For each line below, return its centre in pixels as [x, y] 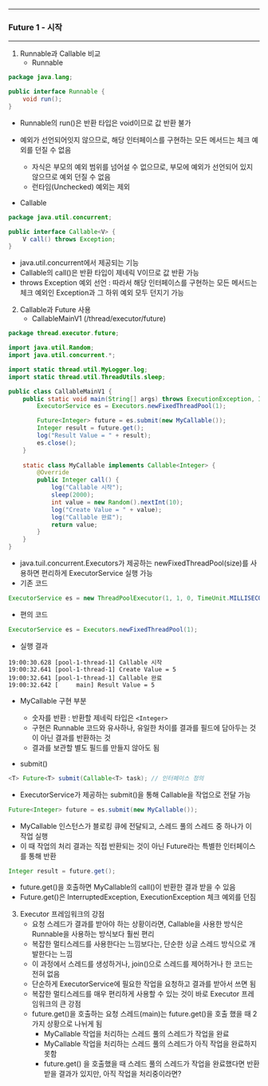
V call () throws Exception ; [69, 239]
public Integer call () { [78, 480]
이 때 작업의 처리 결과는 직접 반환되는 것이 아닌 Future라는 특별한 [120, 846]
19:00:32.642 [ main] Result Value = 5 [82, 685]
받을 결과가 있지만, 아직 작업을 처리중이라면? [112, 1074]
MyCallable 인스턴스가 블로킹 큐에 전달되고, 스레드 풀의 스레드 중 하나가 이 [136, 826]
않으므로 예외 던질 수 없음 [71, 176]
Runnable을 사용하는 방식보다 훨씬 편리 [93, 934]
